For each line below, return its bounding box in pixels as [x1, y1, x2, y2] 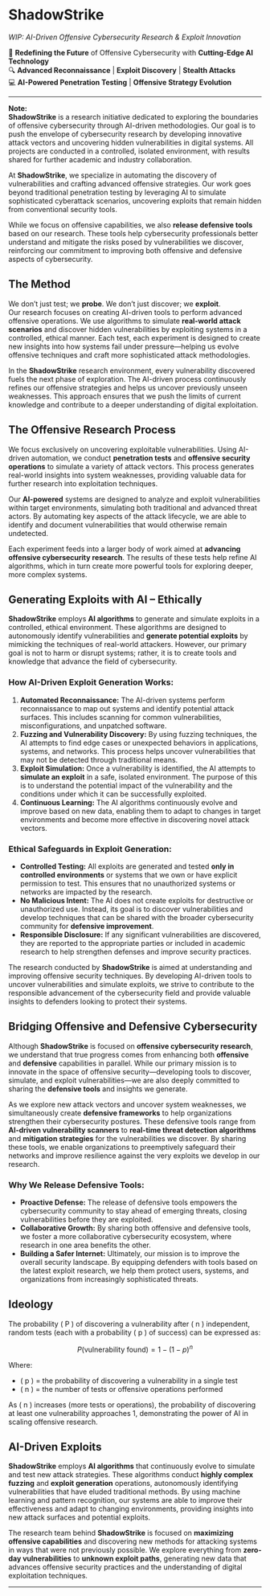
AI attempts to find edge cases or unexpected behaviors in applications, [19, 738, 259, 747]
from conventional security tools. [8, 204, 118, 214]
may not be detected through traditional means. [19, 755, 178, 764]
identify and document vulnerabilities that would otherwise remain [8, 520, 227, 530]
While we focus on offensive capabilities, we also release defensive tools [8, 219, 253, 230]
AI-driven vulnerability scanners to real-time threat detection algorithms [8, 1125, 256, 1135]
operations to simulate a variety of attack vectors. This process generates [8, 461, 255, 471]
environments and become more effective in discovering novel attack [19, 814, 250, 825]
